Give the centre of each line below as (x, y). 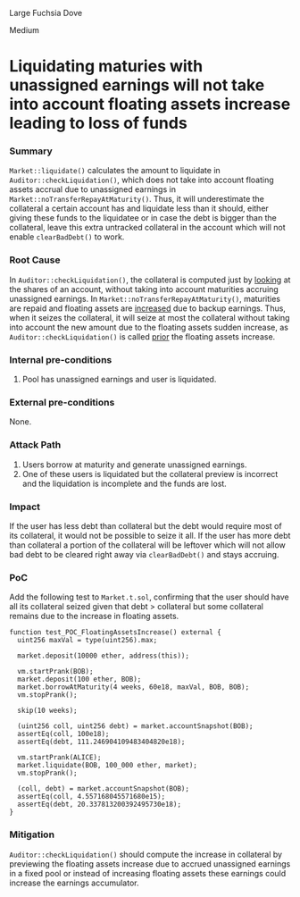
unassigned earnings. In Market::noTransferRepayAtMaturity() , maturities (145, 298)
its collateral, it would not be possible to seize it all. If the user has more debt (150, 535)
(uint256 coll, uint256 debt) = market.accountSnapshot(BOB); (135, 726)
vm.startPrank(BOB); (55, 672)
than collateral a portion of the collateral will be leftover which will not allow (147, 545)
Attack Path (35, 445)
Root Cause (35, 260)
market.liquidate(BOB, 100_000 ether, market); (108, 766)
